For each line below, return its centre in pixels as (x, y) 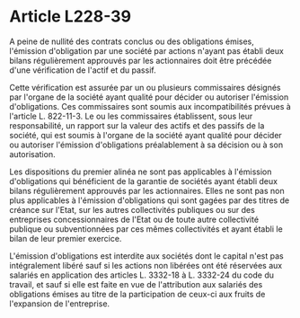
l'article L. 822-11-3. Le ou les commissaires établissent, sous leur (131, 116)
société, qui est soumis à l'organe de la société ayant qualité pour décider (146, 135)
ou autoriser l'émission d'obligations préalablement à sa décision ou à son (146, 145)
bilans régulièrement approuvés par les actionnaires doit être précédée (141, 60)
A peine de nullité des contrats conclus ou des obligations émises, (132, 41)
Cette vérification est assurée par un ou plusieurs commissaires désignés (145, 87)
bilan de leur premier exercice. (66, 238)
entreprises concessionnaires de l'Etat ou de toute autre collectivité (134, 219)
